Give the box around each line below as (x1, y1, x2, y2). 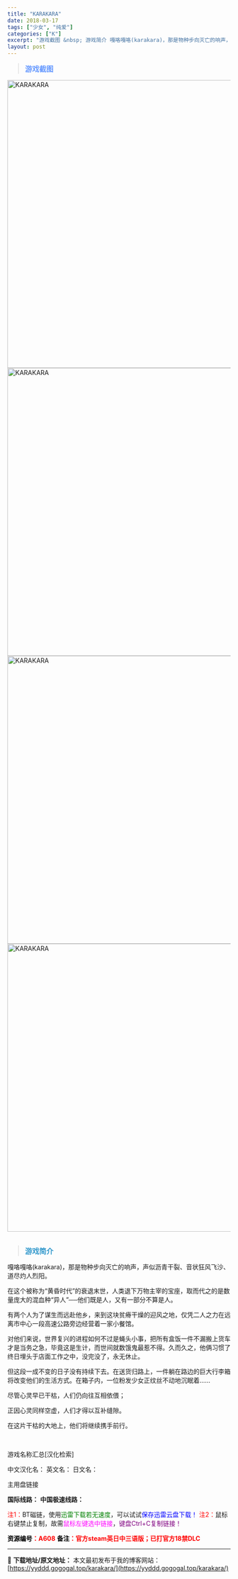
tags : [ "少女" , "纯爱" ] (7, 23, 73, 30)
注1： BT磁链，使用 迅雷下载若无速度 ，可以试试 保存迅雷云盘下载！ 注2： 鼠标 (7, 1510, 228, 1519)
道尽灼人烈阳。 (7, 1271, 51, 1280)
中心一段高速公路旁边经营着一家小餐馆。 (19, 1320, 138, 1327)
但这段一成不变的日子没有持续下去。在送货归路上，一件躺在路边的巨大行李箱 (7, 1367, 231, 1376)
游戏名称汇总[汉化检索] (7, 1450, 74, 1459)
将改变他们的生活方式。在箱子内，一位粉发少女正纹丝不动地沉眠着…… (7, 1376, 211, 1384)
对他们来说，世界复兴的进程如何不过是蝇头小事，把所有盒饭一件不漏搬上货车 (7, 1334, 231, 1343)
